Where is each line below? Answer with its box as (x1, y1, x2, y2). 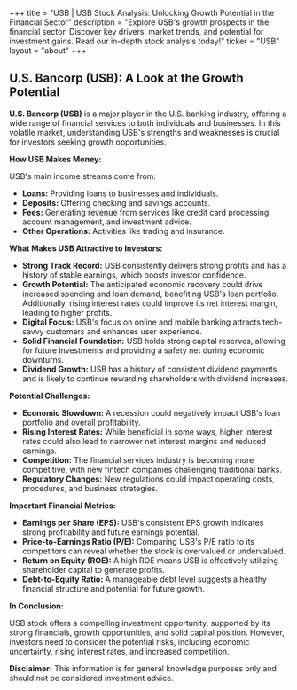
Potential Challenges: (9, 390, 90, 401)
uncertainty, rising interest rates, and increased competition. (9, 646, 230, 656)
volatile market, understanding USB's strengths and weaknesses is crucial (9, 127, 280, 137)
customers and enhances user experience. (45, 325, 202, 336)
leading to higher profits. (21, 307, 113, 318)
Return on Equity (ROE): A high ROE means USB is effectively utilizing (21, 554, 279, 566)
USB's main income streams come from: (9, 170, 157, 181)
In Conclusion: (9, 600, 64, 611)
